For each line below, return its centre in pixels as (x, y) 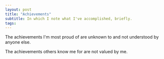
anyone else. (18, 42)
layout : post (18, 10)
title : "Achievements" (28, 14)
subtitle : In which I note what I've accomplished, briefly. (69, 19)
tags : (11, 23)
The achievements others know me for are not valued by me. (67, 52)
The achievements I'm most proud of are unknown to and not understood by (82, 37)
